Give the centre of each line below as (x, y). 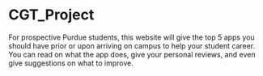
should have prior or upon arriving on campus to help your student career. (132, 45)
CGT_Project (51, 15)
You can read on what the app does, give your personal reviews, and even (132, 54)
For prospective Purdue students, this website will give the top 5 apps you (131, 37)
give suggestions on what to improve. (71, 63)
